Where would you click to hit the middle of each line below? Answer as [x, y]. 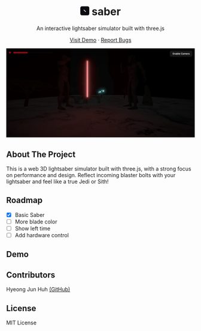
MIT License [22, 323]
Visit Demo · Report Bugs [100, 40]
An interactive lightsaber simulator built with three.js [100, 28]
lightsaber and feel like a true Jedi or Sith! [57, 181]
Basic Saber [30, 214]
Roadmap [25, 200]
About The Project [41, 154]
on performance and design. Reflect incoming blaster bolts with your [91, 175]
